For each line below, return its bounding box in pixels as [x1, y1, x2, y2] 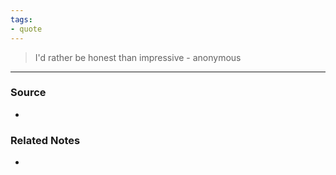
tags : [10, 14, 33, 25]
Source [10, 86, 47, 100]
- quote [10, 24, 43, 34]
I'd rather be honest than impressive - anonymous [34, 51, 242, 63]
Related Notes [10, 133, 81, 147]
